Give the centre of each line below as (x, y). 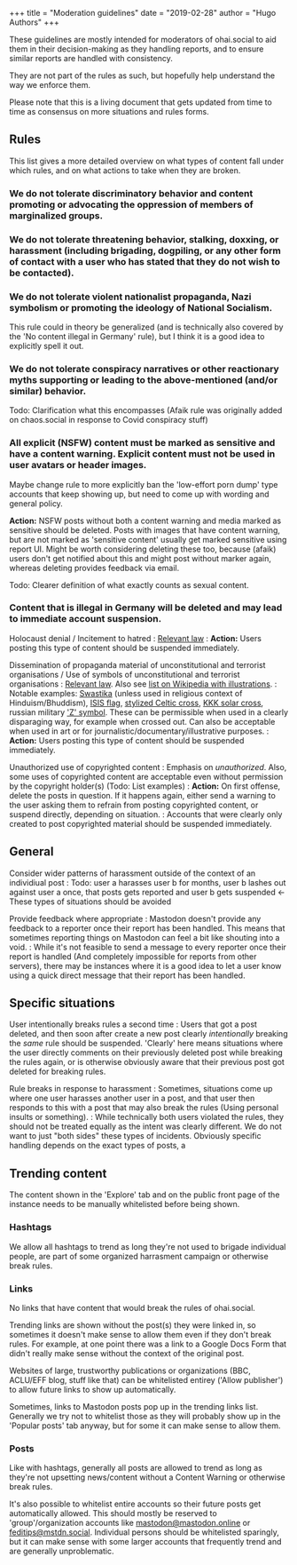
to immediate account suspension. (86, 619)
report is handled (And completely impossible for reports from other (133, 956)
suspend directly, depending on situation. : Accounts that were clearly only (146, 814)
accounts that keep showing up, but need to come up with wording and (139, 494)
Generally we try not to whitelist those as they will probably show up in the (145, 1416)
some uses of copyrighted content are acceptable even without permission (146, 776)
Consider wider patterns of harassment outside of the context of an (133, 873)
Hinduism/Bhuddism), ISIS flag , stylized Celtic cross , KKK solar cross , (137, 703)
